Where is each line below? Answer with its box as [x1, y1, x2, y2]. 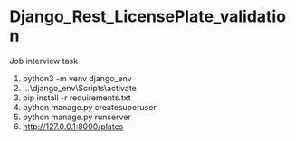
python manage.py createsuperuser [22, 101, 157, 112]
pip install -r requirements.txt [22, 92, 131, 103]
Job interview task [9, 55, 79, 66]
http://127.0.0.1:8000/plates [22, 120, 124, 132]
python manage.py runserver [22, 111, 131, 122]
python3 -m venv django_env [22, 72, 133, 83]
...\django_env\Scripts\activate [22, 82, 138, 93]
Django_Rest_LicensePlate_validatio [9, 6, 287, 27]
